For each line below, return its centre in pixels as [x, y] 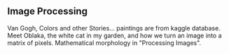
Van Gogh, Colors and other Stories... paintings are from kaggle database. [114, 28]
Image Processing [47, 11]
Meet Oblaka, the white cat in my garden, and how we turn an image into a [114, 35]
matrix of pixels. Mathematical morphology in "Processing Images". [104, 43]
